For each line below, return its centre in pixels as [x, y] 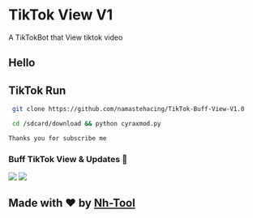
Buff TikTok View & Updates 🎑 [68, 159]
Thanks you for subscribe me [58, 138]
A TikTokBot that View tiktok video [66, 37]
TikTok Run [37, 90]
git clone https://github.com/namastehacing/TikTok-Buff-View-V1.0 [128, 109]
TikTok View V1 [61, 15]
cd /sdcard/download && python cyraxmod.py [86, 124]
